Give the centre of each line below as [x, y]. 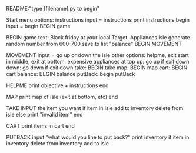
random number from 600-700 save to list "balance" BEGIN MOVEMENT [94, 44]
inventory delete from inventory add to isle [57, 143]
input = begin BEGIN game [38, 26]
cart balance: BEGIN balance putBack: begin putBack [71, 74]
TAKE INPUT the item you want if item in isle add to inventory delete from [95, 108]
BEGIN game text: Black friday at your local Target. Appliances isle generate [98, 37]
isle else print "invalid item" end [45, 114]
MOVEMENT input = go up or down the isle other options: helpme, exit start [98, 55]
